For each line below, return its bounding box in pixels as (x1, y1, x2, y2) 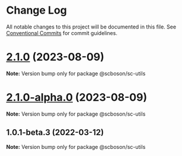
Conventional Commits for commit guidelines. (6, 29, 117, 36)
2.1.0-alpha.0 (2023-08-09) (6, 91, 147, 104)
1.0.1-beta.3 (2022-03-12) (6, 128, 104, 138)
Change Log (6, 4, 67, 17)
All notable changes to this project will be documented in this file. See (6, 23, 177, 30)
